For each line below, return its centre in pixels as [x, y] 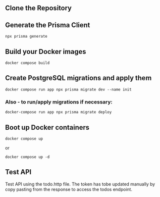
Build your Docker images [46, 51]
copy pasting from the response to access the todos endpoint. [69, 189]
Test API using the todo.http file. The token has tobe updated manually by [80, 184]
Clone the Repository [38, 8]
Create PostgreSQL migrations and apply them [79, 78]
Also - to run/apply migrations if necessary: [59, 102]
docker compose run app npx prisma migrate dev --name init [69, 89]
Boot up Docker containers [47, 127]
